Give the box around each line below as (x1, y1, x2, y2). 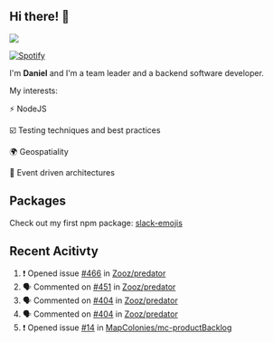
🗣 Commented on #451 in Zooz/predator (22, 281, 176, 292)
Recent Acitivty (9, 243, 99, 259)
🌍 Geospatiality (9, 146, 70, 157)
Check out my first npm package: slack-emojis (9, 217, 184, 228)
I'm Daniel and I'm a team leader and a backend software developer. (9, 67, 265, 78)
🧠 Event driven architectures (9, 166, 116, 177)
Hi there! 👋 (9, 9, 71, 24)
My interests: (9, 85, 59, 96)
